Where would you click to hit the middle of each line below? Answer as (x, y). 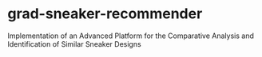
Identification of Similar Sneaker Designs (74, 44)
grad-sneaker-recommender (105, 14)
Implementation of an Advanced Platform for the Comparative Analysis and (131, 36)
